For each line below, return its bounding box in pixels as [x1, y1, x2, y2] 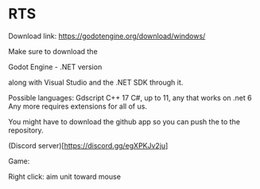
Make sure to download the [8, 46, 98, 56]
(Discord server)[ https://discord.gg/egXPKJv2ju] [8, 140, 169, 150]
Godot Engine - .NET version [8, 61, 103, 72]
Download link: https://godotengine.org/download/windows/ [8, 31, 206, 41]
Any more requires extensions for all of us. [8, 101, 147, 111]
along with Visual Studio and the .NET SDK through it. [8, 77, 184, 87]
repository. [8, 125, 44, 135]
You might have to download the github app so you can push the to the [8, 116, 241, 126]
